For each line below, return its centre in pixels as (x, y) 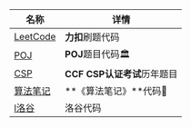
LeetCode (35, 37)
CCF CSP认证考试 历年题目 (121, 74)
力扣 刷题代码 (92, 37)
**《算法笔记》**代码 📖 (116, 91)
